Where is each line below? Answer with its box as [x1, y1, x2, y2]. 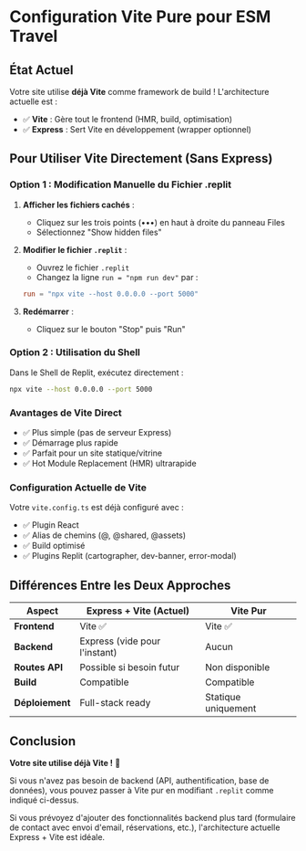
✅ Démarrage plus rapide [22, 437, 118, 448]
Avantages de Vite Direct [9, 406, 123, 419]
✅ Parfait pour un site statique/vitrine [22, 447, 162, 458]
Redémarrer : [22, 306, 75, 317]
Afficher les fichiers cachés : [22, 199, 135, 210]
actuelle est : [9, 96, 57, 107]
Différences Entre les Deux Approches [9, 577, 231, 593]
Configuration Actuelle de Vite [9, 481, 148, 494]
